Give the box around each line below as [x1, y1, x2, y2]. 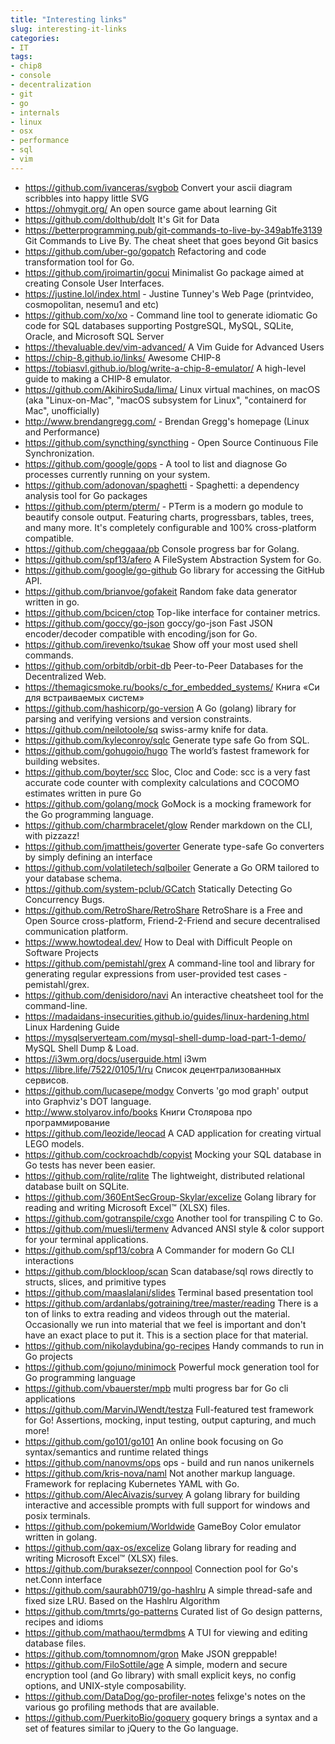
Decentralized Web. [24, 670, 107, 682]
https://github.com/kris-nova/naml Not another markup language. [24, 1467, 296, 1479]
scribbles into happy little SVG [24, 192, 150, 204]
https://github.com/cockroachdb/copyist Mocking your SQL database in [24, 1148, 322, 1160]
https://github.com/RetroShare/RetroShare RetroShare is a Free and [24, 904, 303, 916]
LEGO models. [24, 1137, 85, 1150]
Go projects [24, 1350, 73, 1362]
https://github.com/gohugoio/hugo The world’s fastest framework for [24, 744, 310, 756]
